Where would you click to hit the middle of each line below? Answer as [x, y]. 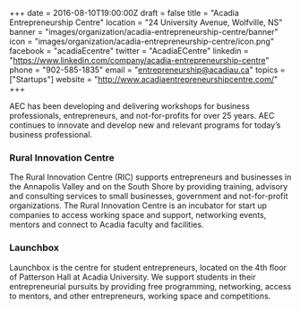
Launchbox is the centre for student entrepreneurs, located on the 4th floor [148, 267]
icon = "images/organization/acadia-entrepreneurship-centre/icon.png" [142, 41]
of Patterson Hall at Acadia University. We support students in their [133, 277]
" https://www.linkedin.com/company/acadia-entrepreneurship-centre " [140, 60]
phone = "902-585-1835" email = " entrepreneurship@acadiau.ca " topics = [147, 70]
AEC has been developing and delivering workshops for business [130, 106]
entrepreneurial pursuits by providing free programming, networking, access [150, 286]
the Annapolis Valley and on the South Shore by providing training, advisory [149, 187]
